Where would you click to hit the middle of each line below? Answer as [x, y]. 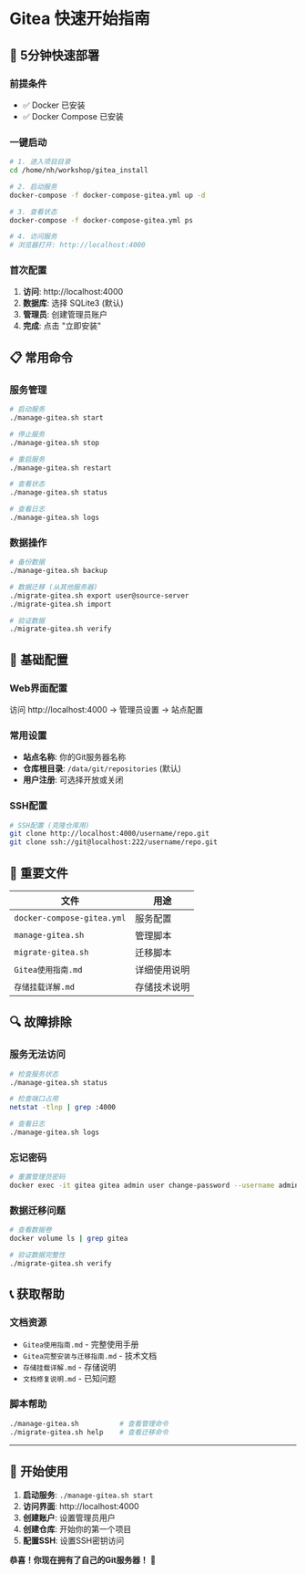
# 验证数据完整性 [37, 1256]
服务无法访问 [38, 1055]
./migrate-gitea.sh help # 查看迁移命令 [89, 1432]
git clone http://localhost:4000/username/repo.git [109, 834]
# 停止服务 [27, 434]
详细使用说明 [163, 970]
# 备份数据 [27, 562]
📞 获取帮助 [37, 1294]
